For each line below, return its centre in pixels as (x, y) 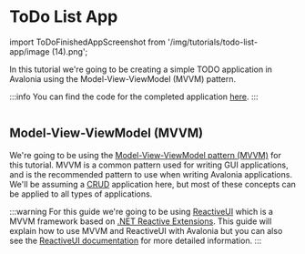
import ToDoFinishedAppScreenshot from (88, 42)
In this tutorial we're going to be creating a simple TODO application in (141, 69)
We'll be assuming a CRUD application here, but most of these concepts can (152, 184)
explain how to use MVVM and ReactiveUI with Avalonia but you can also (146, 230)
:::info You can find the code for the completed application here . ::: (134, 97)
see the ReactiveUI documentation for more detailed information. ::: (136, 240)
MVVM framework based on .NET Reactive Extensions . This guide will (141, 221)
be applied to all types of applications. (81, 194)
